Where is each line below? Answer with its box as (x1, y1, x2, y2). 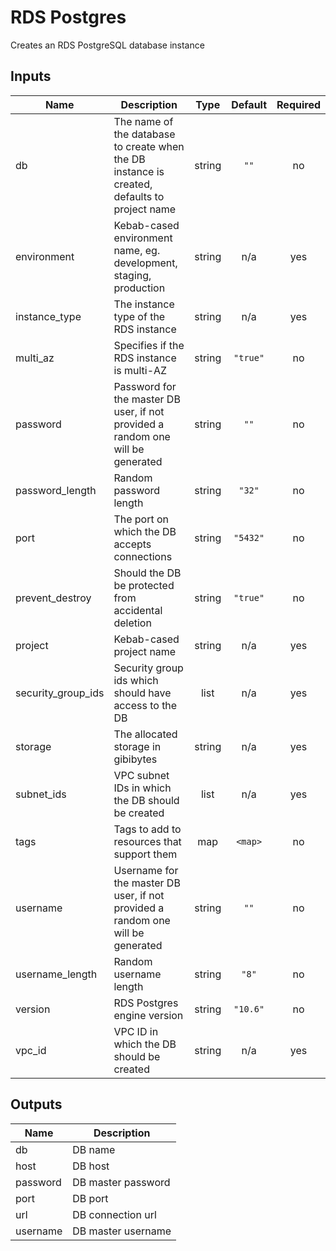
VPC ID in (113, 1024, 159, 1038)
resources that (113, 834, 182, 848)
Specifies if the (113, 338, 185, 352)
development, (113, 256, 178, 270)
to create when (113, 139, 185, 153)
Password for (113, 379, 177, 393)
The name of (113, 114, 174, 128)
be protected (113, 578, 175, 592)
